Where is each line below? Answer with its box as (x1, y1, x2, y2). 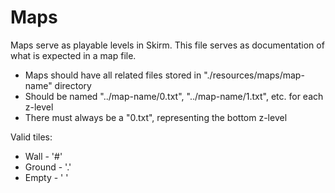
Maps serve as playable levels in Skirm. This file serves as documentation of (10, 39, 325, 51)
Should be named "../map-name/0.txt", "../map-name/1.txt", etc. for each (24, 90, 324, 102)
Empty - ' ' (24, 171, 69, 183)
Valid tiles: (10, 131, 53, 143)
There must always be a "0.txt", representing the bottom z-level (24, 111, 288, 123)
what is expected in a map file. (10, 49, 137, 61)
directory (54, 79, 92, 91)
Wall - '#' (24, 150, 63, 162)
